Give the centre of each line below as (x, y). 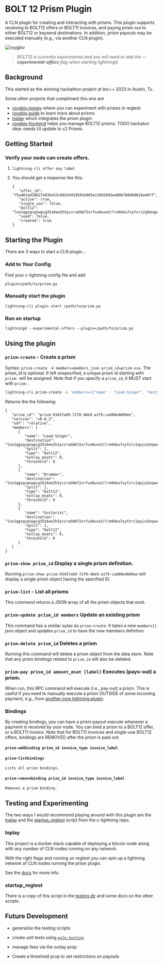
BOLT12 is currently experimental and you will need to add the (79, 56)
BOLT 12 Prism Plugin (49, 9)
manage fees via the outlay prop (44, 947)
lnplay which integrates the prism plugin (52, 118)
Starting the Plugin (34, 240)
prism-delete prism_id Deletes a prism (51, 643)
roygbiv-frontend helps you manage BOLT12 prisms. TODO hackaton (81, 123)
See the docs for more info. (32, 872)
